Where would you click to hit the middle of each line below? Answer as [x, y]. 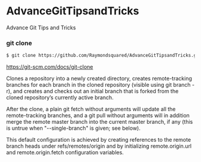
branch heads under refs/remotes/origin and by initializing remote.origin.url [99, 146]
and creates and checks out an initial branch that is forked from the [96, 91]
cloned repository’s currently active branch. [60, 97]
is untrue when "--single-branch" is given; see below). [73, 128]
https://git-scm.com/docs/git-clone [50, 67]
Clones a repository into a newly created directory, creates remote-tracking [99, 78]
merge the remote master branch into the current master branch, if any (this [100, 122]
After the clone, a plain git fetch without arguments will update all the [91, 109]
